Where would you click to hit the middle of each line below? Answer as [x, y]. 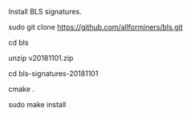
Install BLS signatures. [45, 12]
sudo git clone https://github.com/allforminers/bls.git [95, 27]
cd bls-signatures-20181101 [53, 74]
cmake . [21, 89]
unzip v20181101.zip [41, 58]
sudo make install [37, 104]
